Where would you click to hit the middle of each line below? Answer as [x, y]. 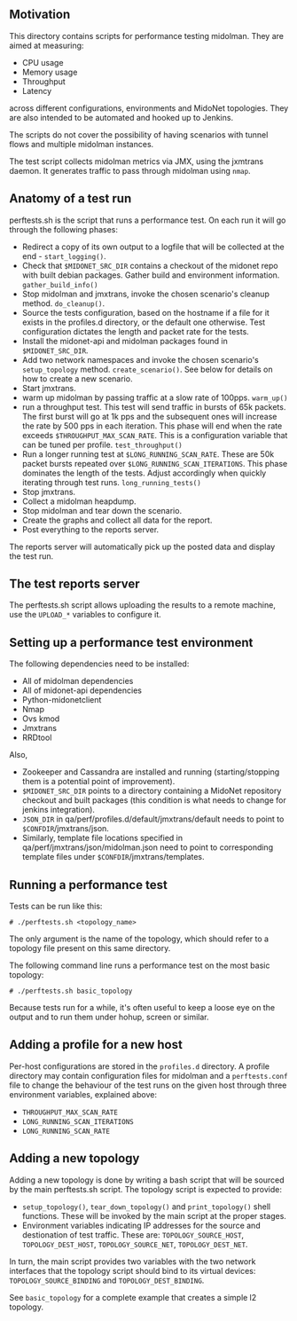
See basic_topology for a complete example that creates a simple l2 [133, 1297]
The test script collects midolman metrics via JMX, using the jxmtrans [137, 161]
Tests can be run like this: [56, 906]
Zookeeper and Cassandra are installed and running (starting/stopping [151, 772]
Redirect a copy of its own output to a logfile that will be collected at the [153, 247]
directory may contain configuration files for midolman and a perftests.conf [148, 1075]
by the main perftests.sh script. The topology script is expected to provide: [145, 1189]
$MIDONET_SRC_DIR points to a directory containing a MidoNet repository [152, 791]
